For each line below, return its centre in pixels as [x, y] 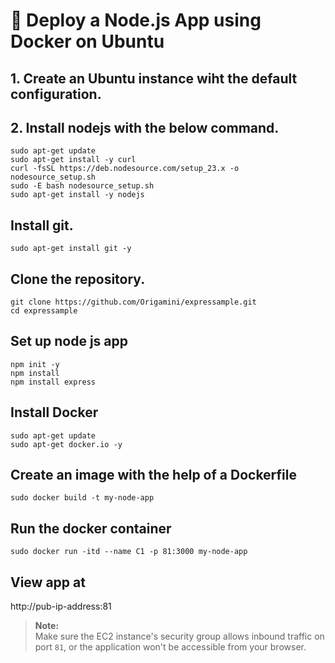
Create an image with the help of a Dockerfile [153, 475]
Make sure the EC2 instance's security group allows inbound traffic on [179, 636]
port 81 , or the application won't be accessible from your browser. [170, 647]
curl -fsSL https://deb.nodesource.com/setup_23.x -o [125, 169]
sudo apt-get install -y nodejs [77, 195]
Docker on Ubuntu [87, 41]
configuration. [56, 94]
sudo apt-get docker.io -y [66, 444]
